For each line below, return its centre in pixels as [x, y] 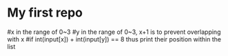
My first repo [45, 13]
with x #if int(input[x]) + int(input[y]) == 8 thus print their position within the [114, 39]
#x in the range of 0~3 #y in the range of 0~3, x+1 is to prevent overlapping [114, 32]
